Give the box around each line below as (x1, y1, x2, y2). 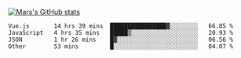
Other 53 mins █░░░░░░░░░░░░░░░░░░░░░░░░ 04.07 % (8, 43, 234, 50)
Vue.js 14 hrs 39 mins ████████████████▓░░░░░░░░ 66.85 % (8, 22, 234, 30)
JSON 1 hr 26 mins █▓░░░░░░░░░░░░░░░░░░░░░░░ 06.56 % (8, 36, 234, 43)
